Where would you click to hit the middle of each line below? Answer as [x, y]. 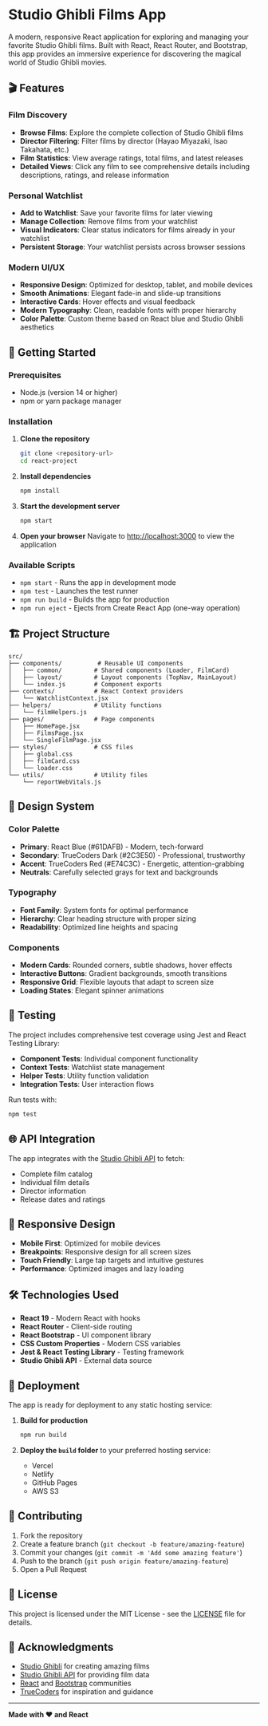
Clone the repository [55, 439]
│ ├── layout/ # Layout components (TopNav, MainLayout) [123, 677]
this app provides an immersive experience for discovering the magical [125, 53]
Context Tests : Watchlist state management [92, 1067]
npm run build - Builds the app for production [95, 599]
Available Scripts [42, 565]
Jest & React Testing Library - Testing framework [102, 1352]
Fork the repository [51, 1535]
